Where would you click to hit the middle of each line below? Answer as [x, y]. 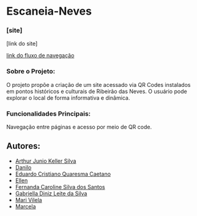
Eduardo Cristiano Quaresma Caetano [63, 174]
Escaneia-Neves [49, 11]
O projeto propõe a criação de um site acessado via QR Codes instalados [98, 84]
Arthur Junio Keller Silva [46, 161]
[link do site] [22, 43]
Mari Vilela [28, 199]
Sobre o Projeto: [31, 72]
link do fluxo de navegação [40, 56]
